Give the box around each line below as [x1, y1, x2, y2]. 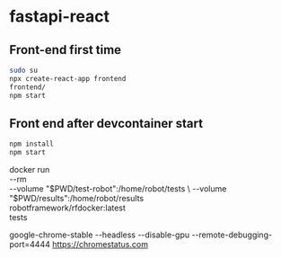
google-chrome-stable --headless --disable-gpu [9, 229, 190, 240]
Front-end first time [9, 42, 122, 58]
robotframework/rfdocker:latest [9, 202, 126, 213]
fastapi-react [9, 6, 110, 27]
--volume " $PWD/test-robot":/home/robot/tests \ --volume [9, 183, 227, 194]
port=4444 [9, 239, 51, 250]
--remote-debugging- [191, 229, 272, 240]
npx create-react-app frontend [9, 74, 127, 83]
